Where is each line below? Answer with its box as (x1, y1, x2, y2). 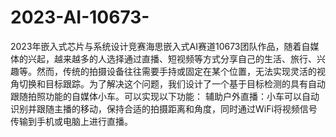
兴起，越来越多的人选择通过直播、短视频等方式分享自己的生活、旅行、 (27, 52, 317, 65)
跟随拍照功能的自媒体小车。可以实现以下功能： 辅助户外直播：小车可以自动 (10, 90, 320, 102)
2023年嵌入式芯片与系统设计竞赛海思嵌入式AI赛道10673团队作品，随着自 (10, 40, 311, 52)
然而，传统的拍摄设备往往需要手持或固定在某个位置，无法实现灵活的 (36, 65, 317, 77)
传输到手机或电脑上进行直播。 (10, 115, 133, 127)
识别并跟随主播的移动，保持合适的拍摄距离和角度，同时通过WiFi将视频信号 (10, 102, 318, 115)
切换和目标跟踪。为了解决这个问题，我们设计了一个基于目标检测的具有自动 (18, 77, 326, 90)
